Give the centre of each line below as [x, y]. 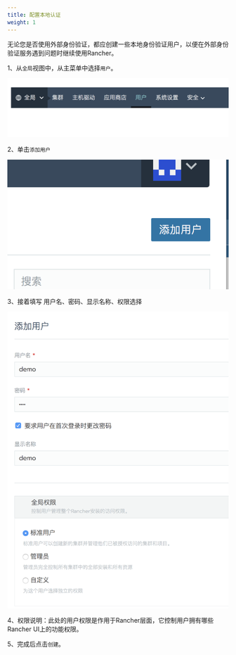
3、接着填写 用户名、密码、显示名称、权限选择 [75, 301]
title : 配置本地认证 [34, 15]
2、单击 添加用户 [29, 149]
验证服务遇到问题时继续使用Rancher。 [63, 53]
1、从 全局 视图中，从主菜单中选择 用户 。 [62, 68]
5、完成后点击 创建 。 [36, 644]
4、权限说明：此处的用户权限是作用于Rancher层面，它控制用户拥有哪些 [111, 621]
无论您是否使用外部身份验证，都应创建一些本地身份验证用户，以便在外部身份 [118, 44]
